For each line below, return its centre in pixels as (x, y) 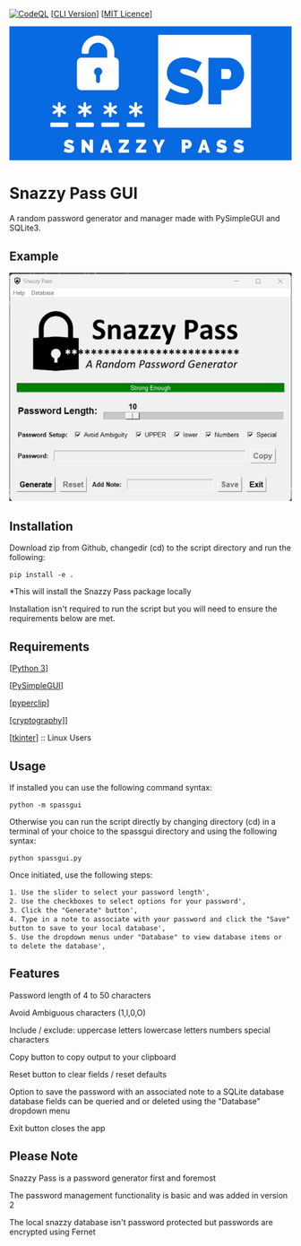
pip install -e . (42, 575)
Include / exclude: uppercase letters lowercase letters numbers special (140, 1030)
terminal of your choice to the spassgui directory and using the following (143, 831)
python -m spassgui (46, 805)
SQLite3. (25, 228)
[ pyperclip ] (30, 703)
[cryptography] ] (39, 721)
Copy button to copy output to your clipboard (93, 1057)
